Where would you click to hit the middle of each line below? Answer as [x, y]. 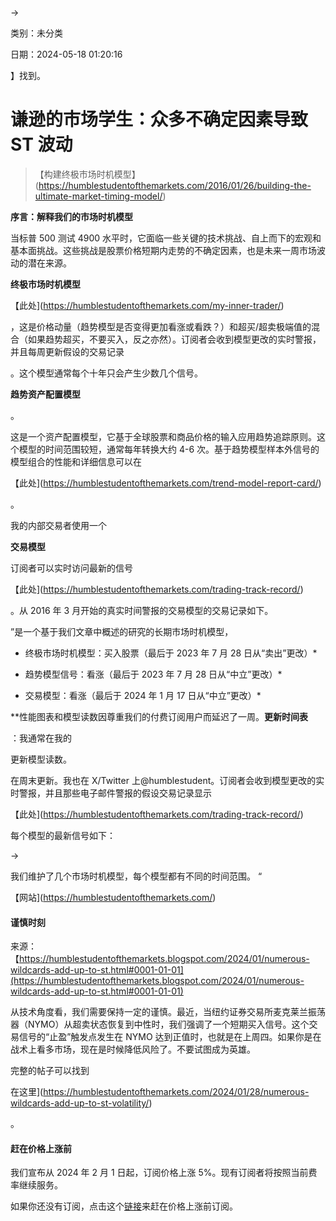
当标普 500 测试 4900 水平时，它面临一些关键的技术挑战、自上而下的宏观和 [166, 238]
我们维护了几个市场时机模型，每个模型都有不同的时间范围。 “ [136, 876]
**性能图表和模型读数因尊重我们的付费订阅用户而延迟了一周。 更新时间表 [159, 716]
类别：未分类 [36, 33]
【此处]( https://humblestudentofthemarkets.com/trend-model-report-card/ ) [166, 483]
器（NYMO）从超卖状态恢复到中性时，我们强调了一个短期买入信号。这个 [160, 1024]
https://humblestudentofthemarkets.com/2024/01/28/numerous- [176, 1092]
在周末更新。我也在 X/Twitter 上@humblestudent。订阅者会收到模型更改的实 [167, 780]
